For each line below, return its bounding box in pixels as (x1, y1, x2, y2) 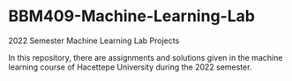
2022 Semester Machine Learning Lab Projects (8, 35, 180, 46)
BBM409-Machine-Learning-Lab (8, 6, 255, 26)
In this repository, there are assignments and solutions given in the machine (8, 52, 283, 63)
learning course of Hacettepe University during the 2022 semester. (8, 62, 252, 72)
